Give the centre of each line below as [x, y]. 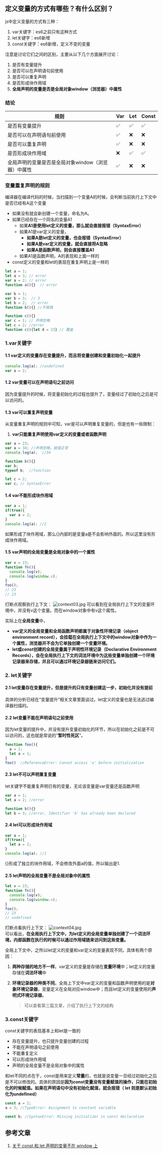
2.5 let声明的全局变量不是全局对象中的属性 [48, 876]
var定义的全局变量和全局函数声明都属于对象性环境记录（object [75, 631]
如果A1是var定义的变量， [44, 232]
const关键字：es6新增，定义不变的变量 [51, 44]
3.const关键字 [22, 1020]
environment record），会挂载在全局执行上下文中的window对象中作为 [82, 637]
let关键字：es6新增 [31, 37]
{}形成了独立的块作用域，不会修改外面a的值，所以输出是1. [63, 863]
